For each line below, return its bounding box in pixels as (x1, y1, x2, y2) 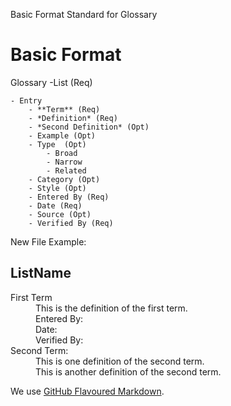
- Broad (46, 148, 78, 158)
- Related (46, 165, 87, 176)
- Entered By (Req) (28, 192, 110, 202)
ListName (10, 265, 72, 282)
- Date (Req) (28, 200, 83, 211)
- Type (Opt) (28, 139, 87, 149)
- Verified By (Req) (28, 218, 114, 228)
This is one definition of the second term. (35, 355, 205, 367)
